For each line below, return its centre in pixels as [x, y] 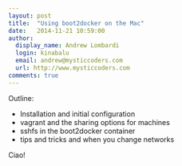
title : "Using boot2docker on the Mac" [77, 23]
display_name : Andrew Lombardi [67, 46]
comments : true [34, 75]
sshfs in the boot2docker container [77, 131]
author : [21, 38]
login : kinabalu [42, 53]
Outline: [21, 98]
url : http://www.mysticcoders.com [73, 68]
